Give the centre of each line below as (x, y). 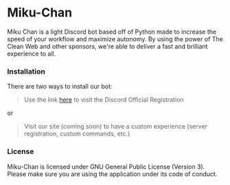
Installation (26, 72)
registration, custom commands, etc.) (77, 134)
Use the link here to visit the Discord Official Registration (104, 100)
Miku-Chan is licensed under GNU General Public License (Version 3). (106, 166)
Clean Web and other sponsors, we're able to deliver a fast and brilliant (107, 46)
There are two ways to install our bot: (60, 87)
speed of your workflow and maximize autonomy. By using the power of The (115, 39)
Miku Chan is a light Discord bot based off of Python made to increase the (112, 32)
